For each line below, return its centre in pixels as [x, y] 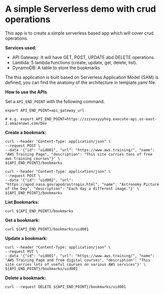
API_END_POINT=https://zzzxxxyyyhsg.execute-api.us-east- [96, 119]
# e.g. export [20, 119]
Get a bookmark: [23, 220]
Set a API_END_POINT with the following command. [55, 101]
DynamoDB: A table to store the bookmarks [56, 68]
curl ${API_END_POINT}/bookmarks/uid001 [47, 229]
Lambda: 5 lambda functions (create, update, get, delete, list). [75, 62]
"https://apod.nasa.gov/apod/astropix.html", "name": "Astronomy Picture [82, 184]
